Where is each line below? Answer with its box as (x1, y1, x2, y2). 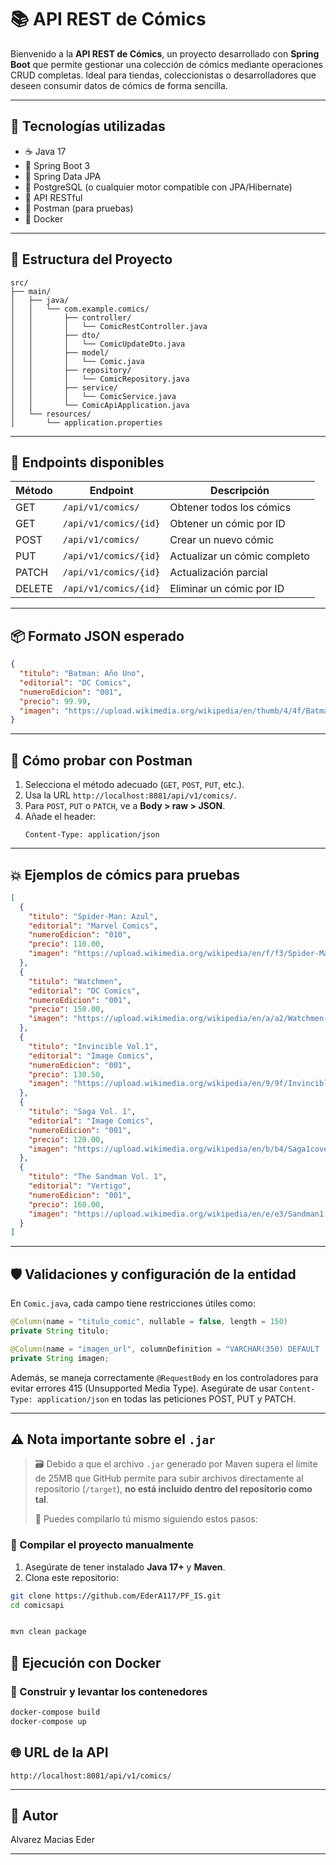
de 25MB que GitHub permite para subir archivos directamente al (34, 1472, 304, 1485)
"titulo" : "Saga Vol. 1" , (28, 1107, 137, 1117)
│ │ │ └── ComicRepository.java (10, 374, 190, 384)
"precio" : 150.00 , (28, 1004, 105, 1015)
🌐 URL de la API (10, 1744, 109, 1761)
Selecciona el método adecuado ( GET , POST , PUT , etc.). (24, 779, 245, 791)
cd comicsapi (10, 1600, 65, 1610)
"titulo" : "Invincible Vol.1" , (28, 1041, 159, 1051)
